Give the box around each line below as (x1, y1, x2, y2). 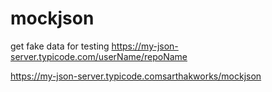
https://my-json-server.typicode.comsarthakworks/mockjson (10, 70, 262, 82)
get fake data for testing (10, 40, 110, 52)
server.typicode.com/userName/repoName (10, 50, 188, 62)
